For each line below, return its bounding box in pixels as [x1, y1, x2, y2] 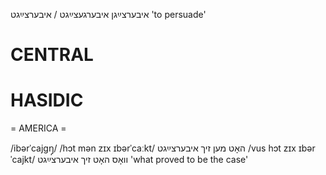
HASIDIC [10, 89, 84, 112]
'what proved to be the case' [129, 154, 249, 166]
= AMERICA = [10, 122, 67, 134]
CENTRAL [10, 44, 94, 66]
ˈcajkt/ [10, 154, 36, 166]
